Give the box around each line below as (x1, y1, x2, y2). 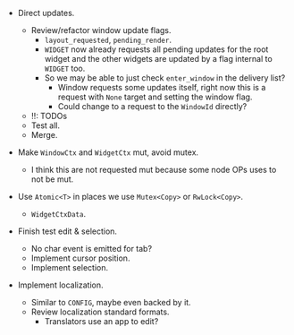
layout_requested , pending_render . (44, 35, 172, 45)
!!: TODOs (30, 111, 68, 121)
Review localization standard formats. (30, 306, 170, 317)
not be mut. (30, 174, 74, 185)
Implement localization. (17, 279, 104, 290)
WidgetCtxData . (30, 209, 87, 219)
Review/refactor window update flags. (30, 25, 172, 35)
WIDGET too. (44, 63, 86, 73)
